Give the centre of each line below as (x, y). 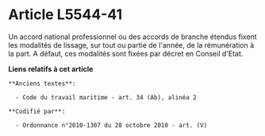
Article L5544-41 (65, 15)
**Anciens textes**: (42, 84)
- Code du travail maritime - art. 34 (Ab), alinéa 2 (106, 97)
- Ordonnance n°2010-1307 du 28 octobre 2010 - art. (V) (111, 125)
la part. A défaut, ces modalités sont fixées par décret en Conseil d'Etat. (126, 53)
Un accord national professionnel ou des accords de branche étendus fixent (132, 37)
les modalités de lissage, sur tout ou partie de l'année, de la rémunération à (131, 45)
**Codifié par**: (37, 111)
